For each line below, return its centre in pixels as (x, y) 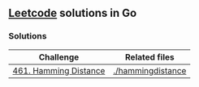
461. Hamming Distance (59, 70)
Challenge (59, 57)
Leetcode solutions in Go (73, 13)
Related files (149, 57)
